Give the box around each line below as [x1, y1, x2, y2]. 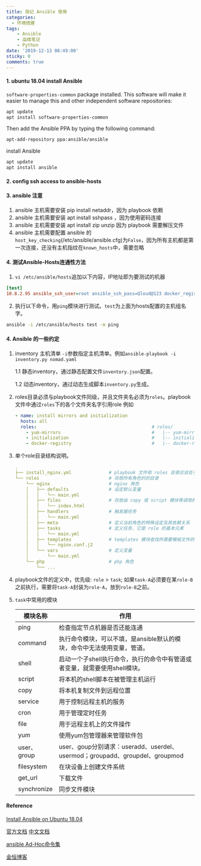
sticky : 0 [6, 53, 31, 59]
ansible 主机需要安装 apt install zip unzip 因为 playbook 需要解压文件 [14, 221, 184, 228]
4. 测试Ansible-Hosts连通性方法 [6, 259, 86, 266]
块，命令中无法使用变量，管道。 [59, 643, 149, 652]
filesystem [17, 762, 48, 770]
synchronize [17, 785, 53, 793]
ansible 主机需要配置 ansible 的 [14, 229, 92, 236]
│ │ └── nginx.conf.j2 [26, 542, 93, 548]
